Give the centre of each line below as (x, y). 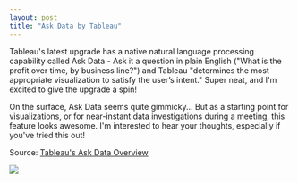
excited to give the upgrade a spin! (73, 89)
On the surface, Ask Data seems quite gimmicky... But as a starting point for (149, 106)
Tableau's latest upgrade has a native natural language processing (132, 51)
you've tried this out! (47, 135)
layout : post (34, 17)
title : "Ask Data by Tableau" (66, 26)
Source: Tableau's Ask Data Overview (79, 152)
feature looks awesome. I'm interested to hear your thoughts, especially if (145, 125)
